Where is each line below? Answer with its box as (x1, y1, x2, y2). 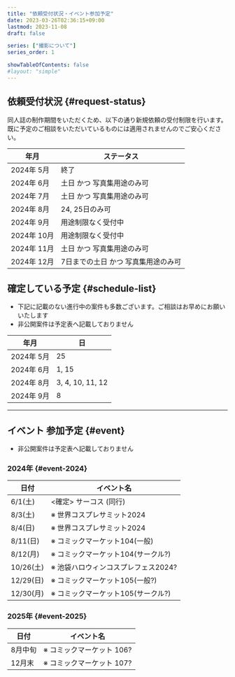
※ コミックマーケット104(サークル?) (50, 550, 171, 560)
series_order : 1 (7, 49, 55, 56)
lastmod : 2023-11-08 (7, 23, 68, 30)
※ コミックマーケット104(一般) (50, 536, 154, 546)
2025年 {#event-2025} (7, 611, 87, 621)
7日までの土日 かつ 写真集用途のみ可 (60, 257, 182, 266)
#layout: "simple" (7, 68, 61, 75)
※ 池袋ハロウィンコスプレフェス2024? (50, 562, 177, 572)
